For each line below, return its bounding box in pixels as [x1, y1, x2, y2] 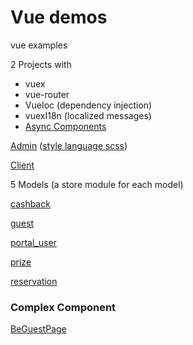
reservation [10, 275, 58, 287]
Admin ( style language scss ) [10, 139, 128, 151]
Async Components [24, 120, 107, 132]
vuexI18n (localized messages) [24, 109, 152, 121]
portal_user [10, 236, 57, 248]
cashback [10, 197, 51, 210]
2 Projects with [10, 58, 72, 70]
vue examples [10, 39, 68, 51]
